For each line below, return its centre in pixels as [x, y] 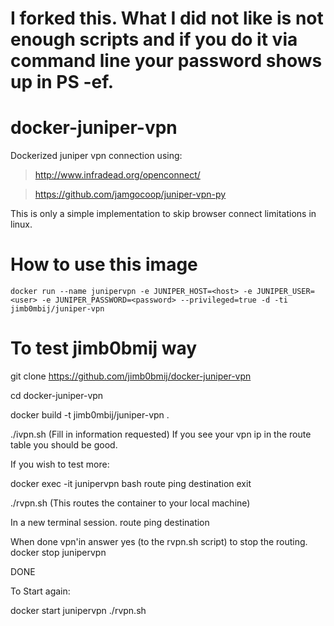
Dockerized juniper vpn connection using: [96, 156]
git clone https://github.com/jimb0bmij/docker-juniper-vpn [131, 376]
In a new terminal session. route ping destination [110, 522]
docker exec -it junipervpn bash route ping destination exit [131, 483]
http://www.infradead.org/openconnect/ [117, 175]
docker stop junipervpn [58, 552]
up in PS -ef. [62, 82]
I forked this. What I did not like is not [167, 18]
